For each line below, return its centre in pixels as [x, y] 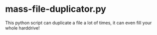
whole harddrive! [22, 28]
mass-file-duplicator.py [56, 9]
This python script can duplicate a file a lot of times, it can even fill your [78, 23]
